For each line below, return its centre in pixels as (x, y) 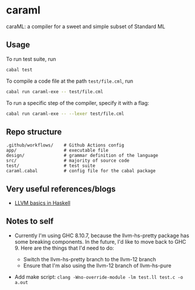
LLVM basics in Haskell (42, 203)
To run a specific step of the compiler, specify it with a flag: (78, 103)
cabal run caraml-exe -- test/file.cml (55, 91)
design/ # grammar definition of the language (82, 156)
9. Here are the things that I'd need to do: (64, 248)
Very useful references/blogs (61, 189)
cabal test (19, 70)
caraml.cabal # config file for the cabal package (81, 171)
